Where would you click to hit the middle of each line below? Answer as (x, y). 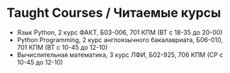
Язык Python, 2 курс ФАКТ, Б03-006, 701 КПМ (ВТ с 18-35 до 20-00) (120, 32)
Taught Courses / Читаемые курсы (114, 13)
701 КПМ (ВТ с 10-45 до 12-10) (62, 47)
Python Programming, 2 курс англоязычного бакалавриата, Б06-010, (120, 39)
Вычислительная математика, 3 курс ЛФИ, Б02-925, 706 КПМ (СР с (120, 55)
